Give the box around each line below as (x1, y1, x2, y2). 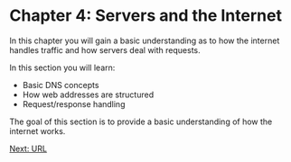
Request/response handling (22, 98, 126, 109)
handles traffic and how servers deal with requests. (9, 44, 201, 55)
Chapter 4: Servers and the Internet (9, 5, 283, 26)
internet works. (9, 125, 66, 136)
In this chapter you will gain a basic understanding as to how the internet (9, 35, 280, 46)
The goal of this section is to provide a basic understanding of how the (9, 116, 273, 127)
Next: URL (9, 143, 48, 154)
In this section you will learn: (9, 62, 116, 73)
